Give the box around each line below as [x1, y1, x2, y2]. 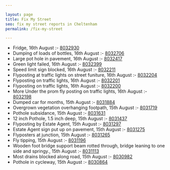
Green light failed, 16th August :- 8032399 [12, 61, 102, 67]
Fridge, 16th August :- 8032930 [12, 45, 79, 51]
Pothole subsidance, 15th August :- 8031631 [12, 110, 106, 116]
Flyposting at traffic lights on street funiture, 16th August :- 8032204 [12, 72, 158, 78]
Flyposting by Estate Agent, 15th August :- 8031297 [12, 121, 121, 127]
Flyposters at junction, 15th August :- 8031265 [12, 132, 111, 138]
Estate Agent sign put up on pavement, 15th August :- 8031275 [12, 126, 145, 133]
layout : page [5, 12, 33, 17]
